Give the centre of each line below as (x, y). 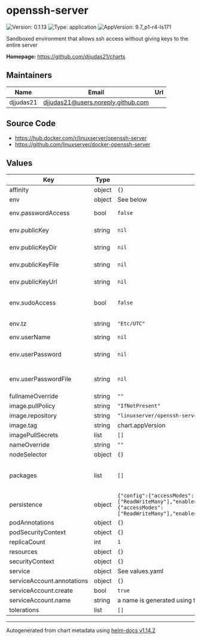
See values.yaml (140, 571)
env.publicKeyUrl (33, 282)
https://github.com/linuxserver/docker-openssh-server (83, 144)
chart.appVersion (141, 425)
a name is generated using (155, 601)
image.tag (23, 425)
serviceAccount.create (41, 591)
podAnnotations (32, 523)
